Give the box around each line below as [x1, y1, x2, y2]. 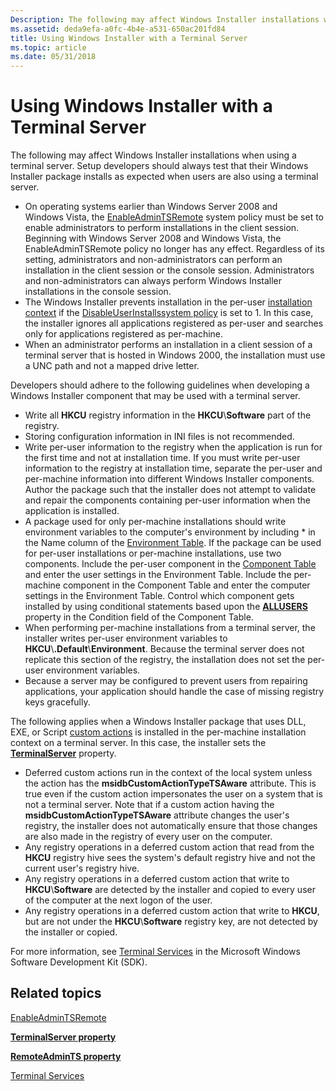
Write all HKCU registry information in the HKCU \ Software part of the [24, 409, 312, 421]
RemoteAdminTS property [10, 1050, 122, 1062]
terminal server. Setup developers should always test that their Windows [10, 160, 309, 172]
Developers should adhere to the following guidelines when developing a [10, 379, 310, 391]
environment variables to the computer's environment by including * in [24, 526, 316, 538]
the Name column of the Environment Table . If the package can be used [24, 537, 322, 549]
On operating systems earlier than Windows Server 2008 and [24, 201, 278, 213]
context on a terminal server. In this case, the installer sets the [10, 737, 267, 749]
